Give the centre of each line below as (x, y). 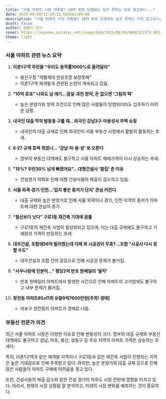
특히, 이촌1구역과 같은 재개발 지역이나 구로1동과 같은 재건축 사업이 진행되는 (77, 357)
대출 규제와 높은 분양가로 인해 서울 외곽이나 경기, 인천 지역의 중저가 (84, 200)
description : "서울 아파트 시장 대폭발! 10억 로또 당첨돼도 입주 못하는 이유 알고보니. (84, 19)
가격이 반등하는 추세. (53, 234)
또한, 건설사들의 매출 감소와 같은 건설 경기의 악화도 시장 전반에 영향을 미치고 (79, 380)
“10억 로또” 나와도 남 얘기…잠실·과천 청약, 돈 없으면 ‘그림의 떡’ (72, 94)
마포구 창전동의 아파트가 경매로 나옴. (55, 308)
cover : (12, 32)
